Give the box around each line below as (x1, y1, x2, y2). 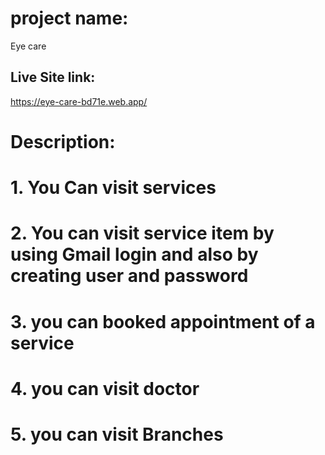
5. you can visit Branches (10, 423, 224, 446)
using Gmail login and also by (10, 243, 259, 266)
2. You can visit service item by (10, 222, 275, 245)
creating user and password (10, 265, 249, 287)
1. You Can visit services (10, 177, 217, 199)
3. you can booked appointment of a (10, 310, 316, 333)
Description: (10, 130, 116, 153)
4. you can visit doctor (10, 377, 200, 400)
